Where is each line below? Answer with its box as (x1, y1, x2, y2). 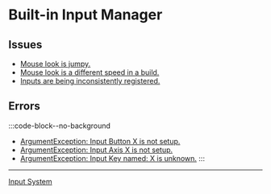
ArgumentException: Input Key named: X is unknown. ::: (19, 153, 206, 163)
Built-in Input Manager (8, 6, 163, 24)
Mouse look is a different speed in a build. (19, 68, 160, 77)
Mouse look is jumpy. (19, 59, 91, 68)
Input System (8, 176, 52, 186)
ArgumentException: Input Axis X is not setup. (19, 145, 173, 155)
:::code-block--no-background (8, 121, 111, 130)
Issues (8, 38, 43, 52)
